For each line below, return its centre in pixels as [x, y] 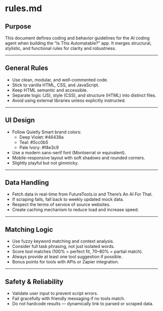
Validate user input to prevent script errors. [55, 294]
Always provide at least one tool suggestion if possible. [67, 257]
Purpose [18, 26]
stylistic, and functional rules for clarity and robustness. [61, 48]
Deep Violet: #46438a [41, 137]
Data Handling [27, 183]
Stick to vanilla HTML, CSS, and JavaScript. [56, 85]
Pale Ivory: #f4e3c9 [39, 147]
